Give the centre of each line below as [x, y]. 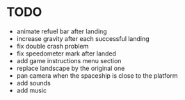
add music [32, 90]
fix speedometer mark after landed [66, 53]
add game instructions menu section [69, 60]
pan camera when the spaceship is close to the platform [97, 75]
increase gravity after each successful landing [83, 38]
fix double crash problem [53, 46]
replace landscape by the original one [71, 68]
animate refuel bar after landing [62, 31]
